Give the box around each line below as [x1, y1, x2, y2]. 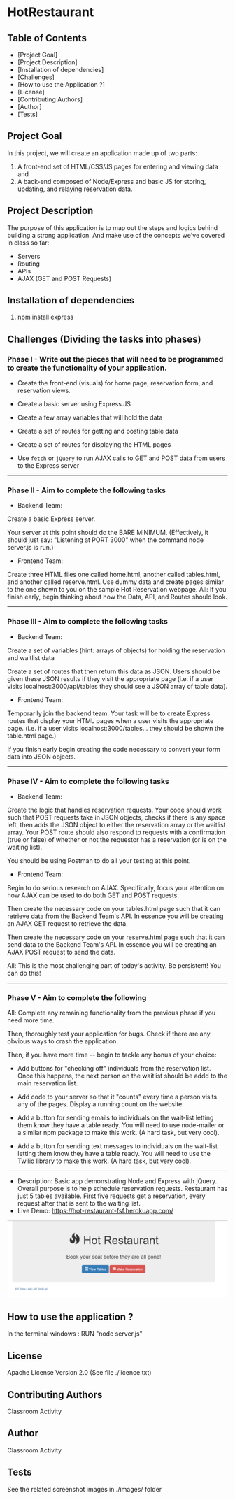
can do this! [7, 969, 41, 978]
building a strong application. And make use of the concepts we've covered [7, 231, 225, 239]
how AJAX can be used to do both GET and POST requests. [7, 891, 180, 899]
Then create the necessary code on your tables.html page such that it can [7, 905, 221, 913]
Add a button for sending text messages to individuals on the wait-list [17, 1142, 218, 1150]
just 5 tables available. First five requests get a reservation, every [17, 1192, 206, 1200]
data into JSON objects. [7, 752, 76, 761]
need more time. [7, 1016, 55, 1024]
